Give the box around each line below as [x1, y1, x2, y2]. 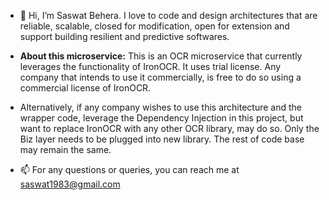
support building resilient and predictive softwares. [19, 31, 230, 42]
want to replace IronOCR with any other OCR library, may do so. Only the [19, 123, 320, 134]
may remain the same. [19, 144, 112, 155]
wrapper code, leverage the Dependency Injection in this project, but [19, 112, 304, 124]
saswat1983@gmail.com [19, 178, 121, 190]
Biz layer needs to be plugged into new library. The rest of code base [19, 133, 305, 145]
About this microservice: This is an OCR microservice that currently [19, 50, 303, 62]
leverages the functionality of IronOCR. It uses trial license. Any [19, 61, 282, 72]
